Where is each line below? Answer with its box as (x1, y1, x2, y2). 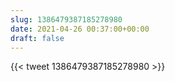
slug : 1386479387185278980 (10, 14, 123, 25)
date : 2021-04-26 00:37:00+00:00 (10, 24, 150, 34)
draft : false (10, 33, 65, 43)
